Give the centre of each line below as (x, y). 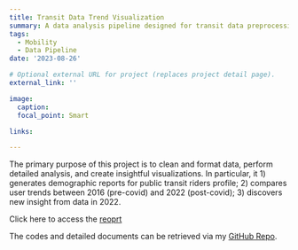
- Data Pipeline (47, 51)
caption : (33, 107)
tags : (19, 34)
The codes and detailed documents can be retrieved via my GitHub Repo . (143, 237)
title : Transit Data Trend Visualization (87, 17)
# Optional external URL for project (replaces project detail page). (142, 75)
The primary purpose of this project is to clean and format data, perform (141, 164)
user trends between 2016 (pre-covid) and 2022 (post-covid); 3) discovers (146, 192)
